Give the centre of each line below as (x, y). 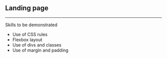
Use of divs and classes (37, 45)
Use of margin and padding (40, 50)
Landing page (27, 8)
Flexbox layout (27, 40)
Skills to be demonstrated (31, 25)
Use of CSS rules (30, 34)
